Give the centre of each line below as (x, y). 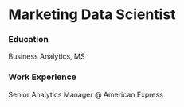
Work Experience (43, 77)
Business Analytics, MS (47, 56)
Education (29, 40)
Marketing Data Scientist (92, 15)
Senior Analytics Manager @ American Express (86, 94)
